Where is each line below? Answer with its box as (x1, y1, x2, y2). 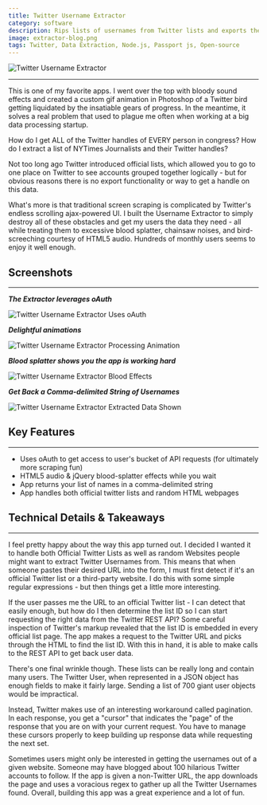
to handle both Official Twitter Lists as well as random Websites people (8, 548, 241, 558)
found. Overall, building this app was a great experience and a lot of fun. (8, 787, 245, 797)
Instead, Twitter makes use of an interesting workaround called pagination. (8, 705, 253, 714)
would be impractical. (8, 689, 79, 698)
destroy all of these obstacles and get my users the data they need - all (8, 217, 242, 227)
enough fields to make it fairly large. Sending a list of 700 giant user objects (8, 681, 256, 690)
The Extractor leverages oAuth (8, 294, 113, 304)
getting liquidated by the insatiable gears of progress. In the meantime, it (8, 103, 246, 112)
